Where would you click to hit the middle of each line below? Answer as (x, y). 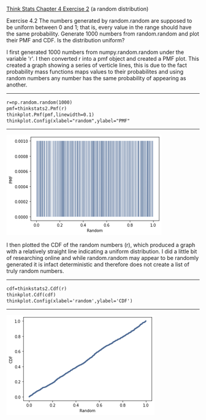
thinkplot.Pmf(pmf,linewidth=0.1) (51, 115)
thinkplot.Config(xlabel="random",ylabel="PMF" (68, 121)
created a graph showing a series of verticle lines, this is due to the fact (97, 65)
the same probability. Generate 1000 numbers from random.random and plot (103, 34)
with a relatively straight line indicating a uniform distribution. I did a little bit (102, 251)
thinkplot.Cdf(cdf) (31, 295)
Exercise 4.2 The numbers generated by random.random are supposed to (99, 21)
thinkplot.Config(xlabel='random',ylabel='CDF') (70, 301)
